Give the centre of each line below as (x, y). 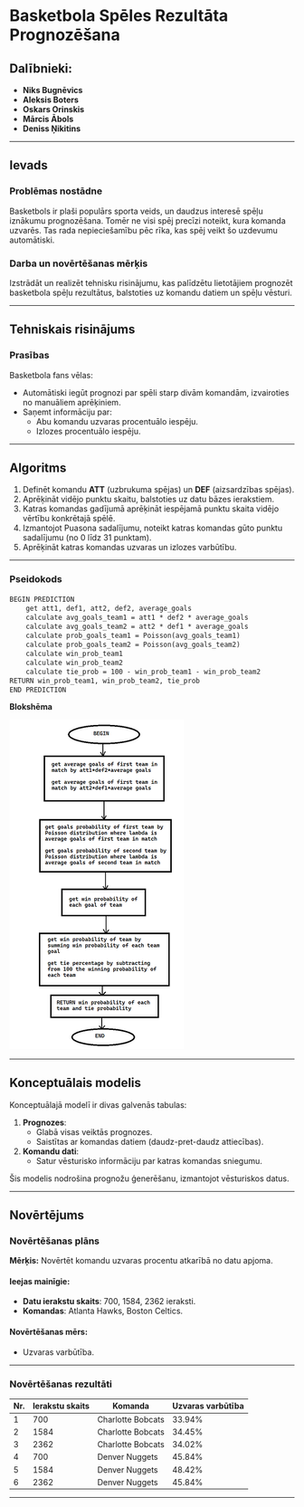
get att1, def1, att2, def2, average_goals (109, 608)
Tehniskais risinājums (72, 330)
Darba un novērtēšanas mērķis (79, 263)
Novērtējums (47, 1215)
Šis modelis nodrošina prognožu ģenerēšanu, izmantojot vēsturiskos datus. (149, 1178)
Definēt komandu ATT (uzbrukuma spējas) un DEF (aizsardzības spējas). (158, 490)
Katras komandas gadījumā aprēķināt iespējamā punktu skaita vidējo (151, 509)
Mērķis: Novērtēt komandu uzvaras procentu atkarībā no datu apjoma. (141, 1261)
